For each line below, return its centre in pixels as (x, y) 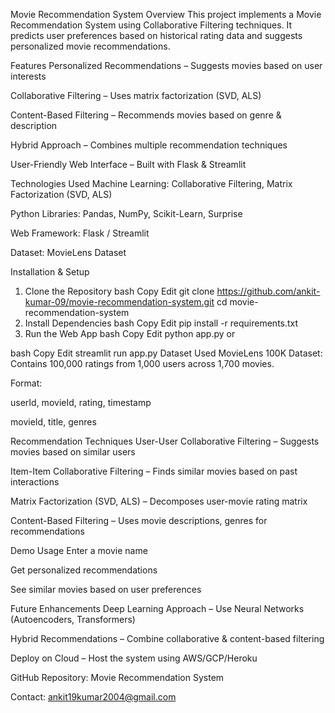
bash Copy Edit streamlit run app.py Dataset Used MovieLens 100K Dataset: (166, 353)
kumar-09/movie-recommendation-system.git (119, 302)
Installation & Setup (50, 272)
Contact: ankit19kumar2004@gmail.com (93, 697)
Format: (26, 383)
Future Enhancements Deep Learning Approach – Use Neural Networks (157, 608)
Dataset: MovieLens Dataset (68, 252)
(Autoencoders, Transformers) (73, 619)
